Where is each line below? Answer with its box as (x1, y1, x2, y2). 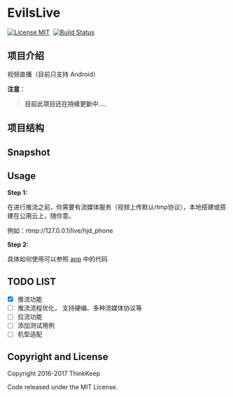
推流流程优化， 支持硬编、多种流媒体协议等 (17, 304, 142, 312)
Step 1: (7, 189, 28, 197)
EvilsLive (7, 5, 61, 21)
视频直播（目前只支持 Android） (7, 70, 99, 78)
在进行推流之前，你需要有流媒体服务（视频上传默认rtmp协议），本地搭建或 (7, 203, 220, 211)
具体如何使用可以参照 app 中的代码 (7, 255, 108, 264)
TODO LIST (7, 275, 57, 287)
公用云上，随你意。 (19, 212, 75, 220)
